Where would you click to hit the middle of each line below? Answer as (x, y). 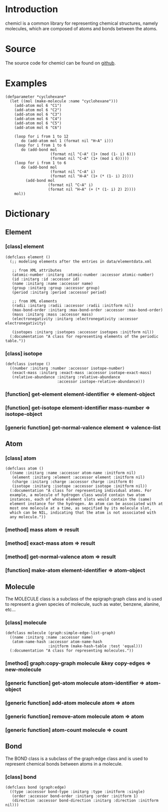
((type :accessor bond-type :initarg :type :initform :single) (77, 792)
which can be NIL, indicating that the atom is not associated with (83, 513)
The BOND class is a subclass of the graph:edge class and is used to (77, 758)
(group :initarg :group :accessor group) (56, 288)
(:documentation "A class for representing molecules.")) (72, 651)
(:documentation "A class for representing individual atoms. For (81, 491)
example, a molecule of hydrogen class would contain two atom (77, 495)
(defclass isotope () (28, 364)
